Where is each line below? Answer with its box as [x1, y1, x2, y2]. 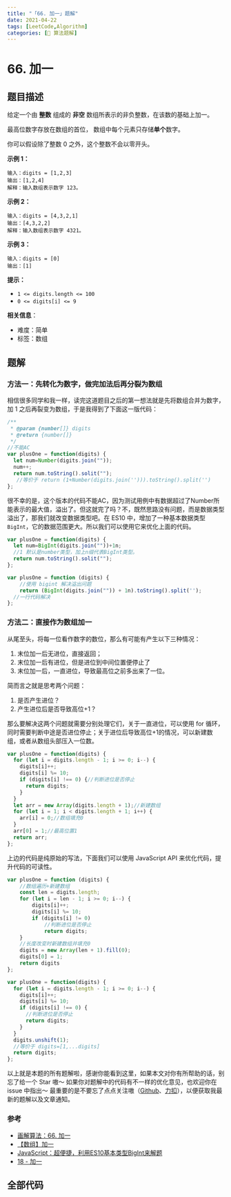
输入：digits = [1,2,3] [7, 170, 72, 177]
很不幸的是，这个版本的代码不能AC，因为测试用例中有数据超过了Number [7, 496, 214, 505]
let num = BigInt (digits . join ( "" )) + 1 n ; [13, 542, 122, 550]
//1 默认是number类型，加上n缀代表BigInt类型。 [13, 549, 138, 556]
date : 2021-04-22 [7, 17, 57, 24]
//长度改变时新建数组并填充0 [19, 940, 91, 947]
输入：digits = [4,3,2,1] [7, 212, 79, 220]
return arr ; [13, 834, 48, 841]
